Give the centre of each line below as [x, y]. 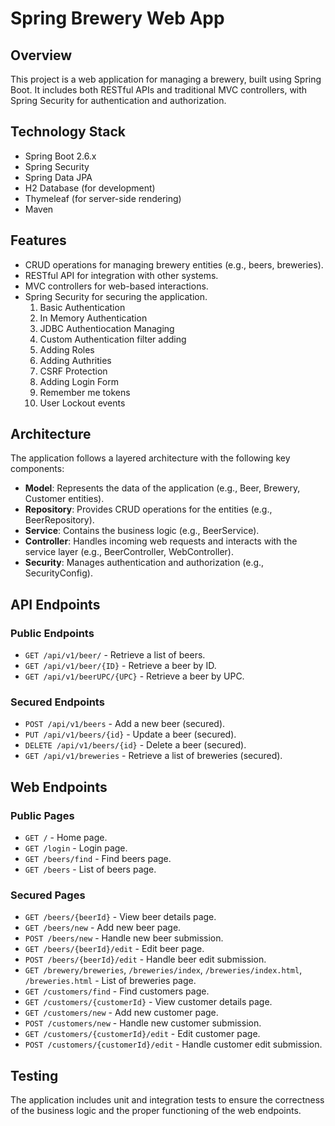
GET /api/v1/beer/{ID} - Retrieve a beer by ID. [120, 666]
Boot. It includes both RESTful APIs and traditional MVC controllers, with [159, 90]
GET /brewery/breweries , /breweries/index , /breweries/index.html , [163, 970]
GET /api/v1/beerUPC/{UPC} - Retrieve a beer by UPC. [134, 676]
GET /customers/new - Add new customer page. [121, 1013]
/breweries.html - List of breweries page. [110, 981]
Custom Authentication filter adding [113, 339]
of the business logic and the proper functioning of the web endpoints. [156, 1111]
